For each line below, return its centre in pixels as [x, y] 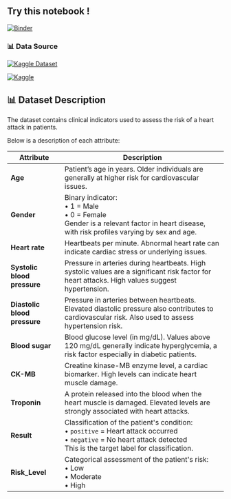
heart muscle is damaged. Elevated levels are [137, 403]
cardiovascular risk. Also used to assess [129, 317]
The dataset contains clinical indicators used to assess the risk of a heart [111, 119]
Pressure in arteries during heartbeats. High [135, 263]
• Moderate [83, 476]
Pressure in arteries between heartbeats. [130, 300]
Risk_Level [29, 472]
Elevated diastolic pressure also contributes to [139, 308]
